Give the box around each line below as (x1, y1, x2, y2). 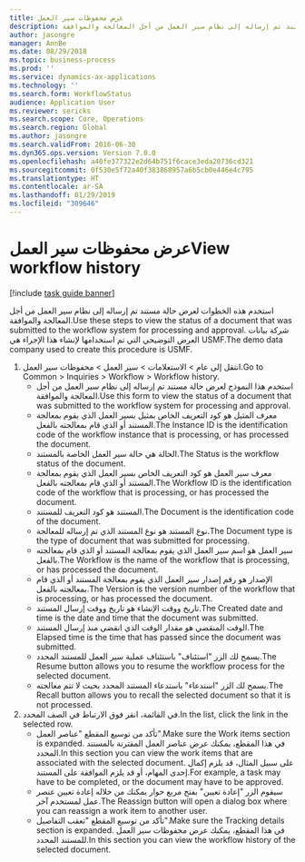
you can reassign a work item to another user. (35, 805, 208, 816)
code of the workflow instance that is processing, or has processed (35, 429, 289, 440)
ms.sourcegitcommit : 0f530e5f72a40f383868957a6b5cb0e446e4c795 (9, 165, 254, 174)
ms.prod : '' (9, 64, 54, 74)
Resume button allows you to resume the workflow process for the (35, 660, 285, 671)
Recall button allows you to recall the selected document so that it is (35, 689, 291, 700)
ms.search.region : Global (9, 124, 107, 133)
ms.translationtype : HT (9, 173, 100, 183)
